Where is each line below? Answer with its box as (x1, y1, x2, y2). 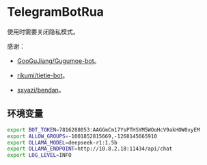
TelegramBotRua (7, 4, 105, 20)
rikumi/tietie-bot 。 (16, 71, 69, 79)
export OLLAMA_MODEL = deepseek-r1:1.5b (7, 139, 118, 146)
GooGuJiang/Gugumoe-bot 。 (16, 56, 100, 65)
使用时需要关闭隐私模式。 (7, 27, 79, 36)
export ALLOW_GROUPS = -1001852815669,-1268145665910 (7, 133, 157, 140)
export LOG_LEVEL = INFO (7, 152, 72, 159)
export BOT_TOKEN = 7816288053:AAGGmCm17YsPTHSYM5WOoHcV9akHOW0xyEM (7, 126, 200, 134)
